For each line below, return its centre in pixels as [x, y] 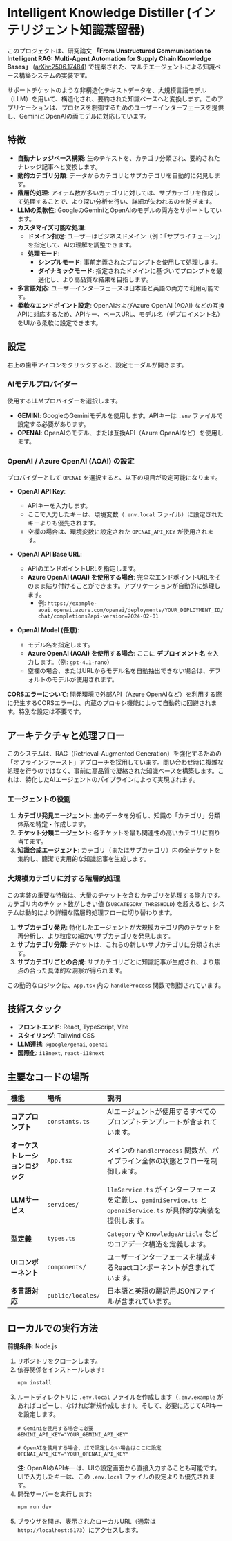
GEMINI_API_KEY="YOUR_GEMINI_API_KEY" [73, 1434]
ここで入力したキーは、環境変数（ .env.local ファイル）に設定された [126, 514]
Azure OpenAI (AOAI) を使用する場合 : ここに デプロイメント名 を [120, 654]
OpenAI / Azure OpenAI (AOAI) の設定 [71, 461]
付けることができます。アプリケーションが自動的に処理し [139, 586]
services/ [63, 1205]
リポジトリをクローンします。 [59, 1361]
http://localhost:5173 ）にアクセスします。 [80, 1530]
